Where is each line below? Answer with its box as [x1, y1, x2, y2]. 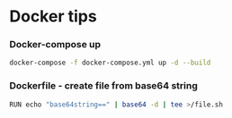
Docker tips [9, 6, 97, 27]
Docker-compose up [9, 38, 102, 51]
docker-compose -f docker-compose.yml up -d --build [9, 58, 211, 68]
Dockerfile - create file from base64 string [9, 80, 198, 92]
